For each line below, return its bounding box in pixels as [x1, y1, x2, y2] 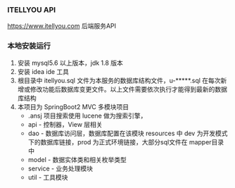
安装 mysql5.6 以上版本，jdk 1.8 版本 [17, 58, 123, 67]
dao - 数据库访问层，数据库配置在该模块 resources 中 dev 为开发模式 [27, 129, 228, 137]
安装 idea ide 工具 [17, 67, 69, 75]
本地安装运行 [7, 41, 51, 51]
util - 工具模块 [27, 173, 68, 181]
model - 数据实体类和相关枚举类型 [27, 155, 127, 163]
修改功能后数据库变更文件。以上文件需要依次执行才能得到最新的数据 [30, 84, 227, 93]
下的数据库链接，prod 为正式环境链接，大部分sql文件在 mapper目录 [27, 137, 224, 146]
